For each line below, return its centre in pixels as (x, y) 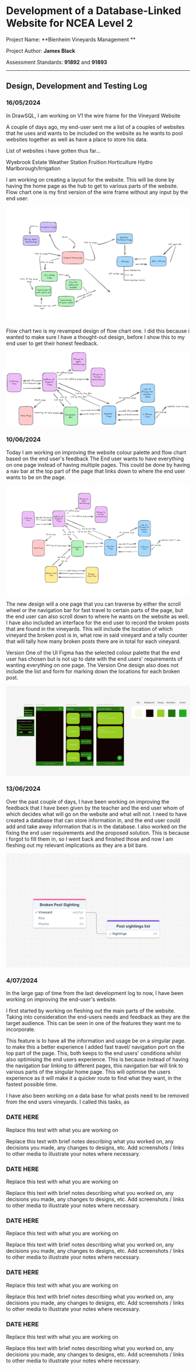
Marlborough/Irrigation (34, 168)
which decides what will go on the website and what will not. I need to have (97, 814)
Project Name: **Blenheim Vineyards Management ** (71, 39)
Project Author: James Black (41, 50)
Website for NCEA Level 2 (69, 23)
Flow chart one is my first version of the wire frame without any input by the (97, 192)
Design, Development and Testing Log (77, 86)
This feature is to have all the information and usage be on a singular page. (96, 1041)
